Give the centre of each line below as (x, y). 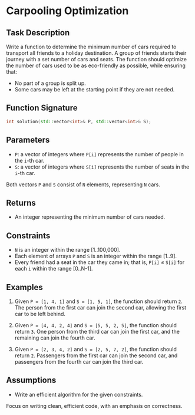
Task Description (38, 33)
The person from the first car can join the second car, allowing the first (100, 307)
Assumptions (31, 381)
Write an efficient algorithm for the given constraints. (79, 394)
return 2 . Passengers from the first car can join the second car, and (96, 355)
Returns (21, 202)
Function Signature (42, 108)
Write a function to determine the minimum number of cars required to (91, 47)
